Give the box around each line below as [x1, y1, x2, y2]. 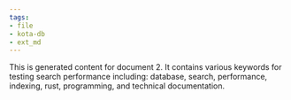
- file [9, 21, 34, 30]
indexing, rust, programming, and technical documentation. [9, 81, 226, 91]
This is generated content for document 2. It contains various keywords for [9, 62, 282, 73]
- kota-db [9, 29, 46, 38]
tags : [9, 12, 29, 22]
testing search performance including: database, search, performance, [9, 72, 268, 82]
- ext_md [9, 37, 42, 47]
